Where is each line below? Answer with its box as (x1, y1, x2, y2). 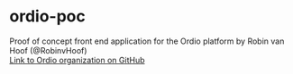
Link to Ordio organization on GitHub (9, 54, 145, 65)
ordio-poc (9, 6, 86, 27)
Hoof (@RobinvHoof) (9, 45, 87, 55)
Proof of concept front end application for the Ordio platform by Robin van (9, 36, 285, 46)
